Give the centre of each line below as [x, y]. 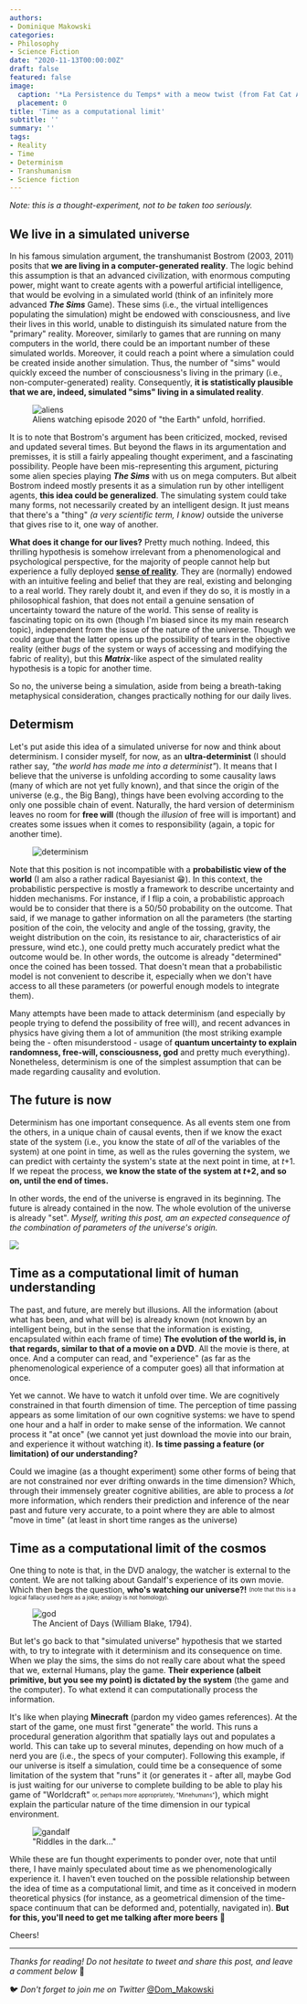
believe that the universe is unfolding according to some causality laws [143, 775]
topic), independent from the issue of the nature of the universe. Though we [153, 630]
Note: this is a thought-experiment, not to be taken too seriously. [131, 206]
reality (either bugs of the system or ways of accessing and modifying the [148, 649]
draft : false [34, 69]
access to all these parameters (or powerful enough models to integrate [145, 986]
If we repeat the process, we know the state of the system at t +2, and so [148, 1171]
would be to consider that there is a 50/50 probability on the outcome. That [151, 908]
